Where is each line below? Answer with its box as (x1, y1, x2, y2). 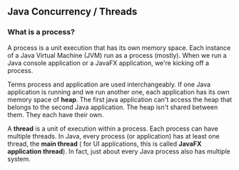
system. (7, 154, 31, 163)
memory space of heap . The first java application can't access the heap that (7, 95, 233, 104)
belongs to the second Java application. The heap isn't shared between (7, 103, 218, 111)
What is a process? (7, 27, 75, 37)
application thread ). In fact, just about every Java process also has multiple (7, 146, 230, 156)
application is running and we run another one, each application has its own (7, 87, 230, 96)
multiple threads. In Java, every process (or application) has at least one (7, 131, 220, 140)
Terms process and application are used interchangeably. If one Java (7, 80, 211, 89)
